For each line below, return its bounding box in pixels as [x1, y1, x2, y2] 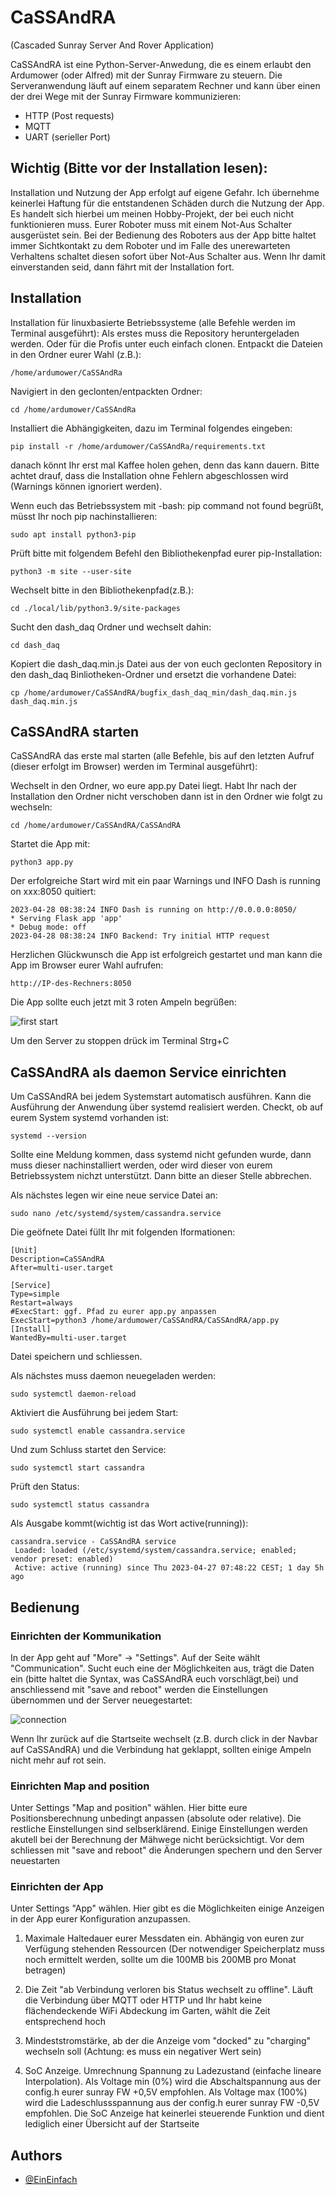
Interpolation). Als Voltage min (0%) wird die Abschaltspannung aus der [24, 2076, 322, 2088]
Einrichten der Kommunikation [10, 1629, 162, 1643]
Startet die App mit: [10, 838, 91, 850]
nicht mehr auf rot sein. [10, 1754, 107, 1766]
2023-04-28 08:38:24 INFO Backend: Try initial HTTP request [10, 931, 271, 941]
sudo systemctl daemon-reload [10, 1389, 137, 1400]
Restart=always [10, 1298, 74, 1308]
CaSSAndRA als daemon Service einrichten [10, 1064, 287, 1081]
